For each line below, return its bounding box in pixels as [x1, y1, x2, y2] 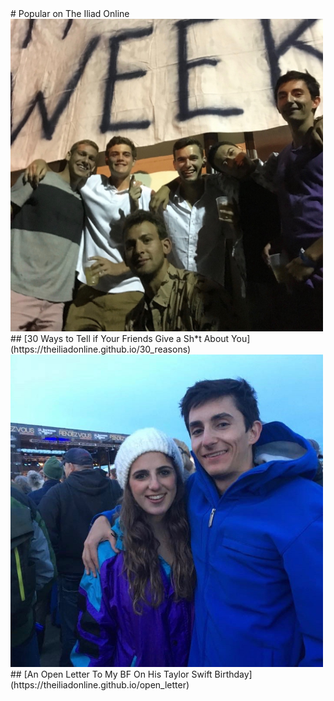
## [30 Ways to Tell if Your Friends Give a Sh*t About [10, 333, 230, 344]
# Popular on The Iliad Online [10, 8, 130, 19]
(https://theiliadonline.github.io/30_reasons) [10, 343, 192, 355]
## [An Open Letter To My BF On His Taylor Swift [10, 668, 213, 680]
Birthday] [214, 668, 253, 680]
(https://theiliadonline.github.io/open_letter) [10, 679, 190, 691]
